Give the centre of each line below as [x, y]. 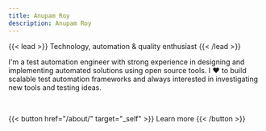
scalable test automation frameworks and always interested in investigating [133, 79]
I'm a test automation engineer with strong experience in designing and [127, 62]
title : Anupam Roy [39, 16]
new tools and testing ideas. [55, 87]
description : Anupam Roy [50, 23]
